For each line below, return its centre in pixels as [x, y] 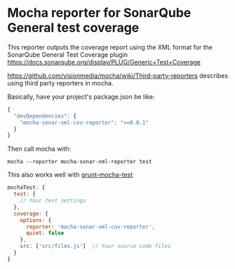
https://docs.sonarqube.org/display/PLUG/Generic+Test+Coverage [104, 62]
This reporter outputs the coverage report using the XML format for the [110, 47]
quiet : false [45, 233]
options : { [36, 220]
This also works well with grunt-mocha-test [70, 175]
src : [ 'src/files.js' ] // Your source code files [95, 247]
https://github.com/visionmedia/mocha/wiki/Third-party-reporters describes [118, 76]
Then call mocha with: [39, 149]
